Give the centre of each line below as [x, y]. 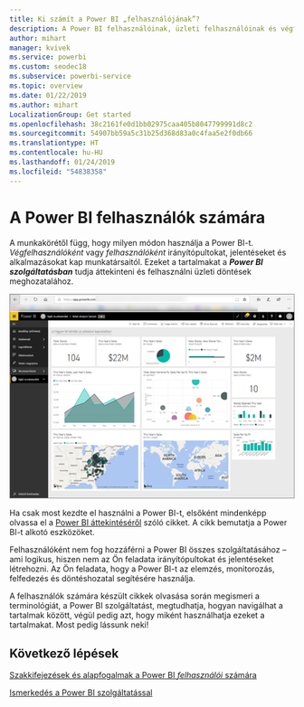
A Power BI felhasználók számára [137, 217]
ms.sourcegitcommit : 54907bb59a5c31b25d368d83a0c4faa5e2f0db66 [131, 134]
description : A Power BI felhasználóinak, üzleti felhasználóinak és [143, 28]
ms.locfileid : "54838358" [58, 172]
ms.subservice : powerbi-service [70, 77]
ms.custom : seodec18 [48, 67]
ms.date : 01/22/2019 [48, 95]
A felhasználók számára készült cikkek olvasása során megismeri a [135, 596]
